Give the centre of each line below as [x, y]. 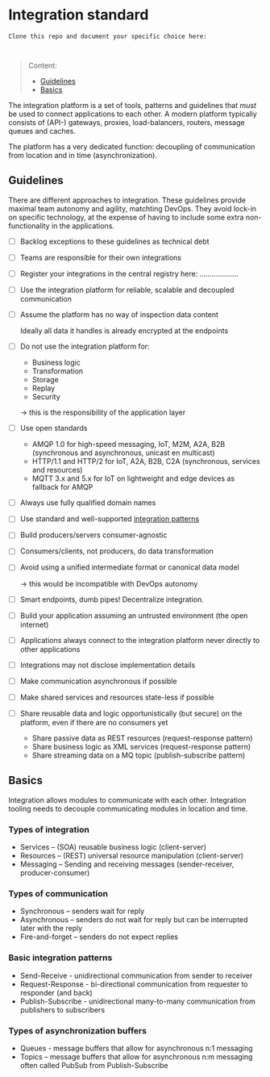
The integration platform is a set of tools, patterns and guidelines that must [132, 105]
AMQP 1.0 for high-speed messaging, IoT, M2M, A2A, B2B [129, 445]
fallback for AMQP [62, 487]
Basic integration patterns [60, 958]
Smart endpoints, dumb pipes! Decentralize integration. [112, 599]
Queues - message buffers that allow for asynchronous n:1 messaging [136, 1048]
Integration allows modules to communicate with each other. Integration [127, 799]
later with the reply [51, 929]
